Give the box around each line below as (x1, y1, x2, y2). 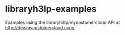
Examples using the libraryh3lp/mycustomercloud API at (5, 19, 120, 25)
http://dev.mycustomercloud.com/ (5, 24, 75, 30)
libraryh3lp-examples (5, 3, 97, 15)
